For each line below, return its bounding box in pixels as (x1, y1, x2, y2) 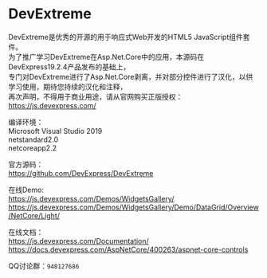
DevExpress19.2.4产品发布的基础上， (8, 61, 131, 72)
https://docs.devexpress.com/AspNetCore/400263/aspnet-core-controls (8, 245, 249, 254)
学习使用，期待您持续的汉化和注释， (8, 81, 128, 92)
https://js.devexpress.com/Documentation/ (8, 236, 149, 245)
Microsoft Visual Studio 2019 (8, 126, 103, 135)
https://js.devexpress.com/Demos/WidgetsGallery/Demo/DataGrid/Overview (8, 202, 259, 212)
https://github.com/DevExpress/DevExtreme (8, 168, 154, 178)
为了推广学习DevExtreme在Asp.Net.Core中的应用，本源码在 (8, 52, 205, 61)
